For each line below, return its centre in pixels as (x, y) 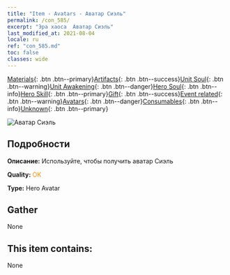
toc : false (23, 53)
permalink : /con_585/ (39, 20)
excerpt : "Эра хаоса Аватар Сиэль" (60, 27)
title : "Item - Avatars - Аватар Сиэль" (67, 14)
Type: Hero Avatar (34, 188)
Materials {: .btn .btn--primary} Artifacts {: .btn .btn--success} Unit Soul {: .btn (116, 79)
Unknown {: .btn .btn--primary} (64, 108)
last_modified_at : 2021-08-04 (51, 33)
